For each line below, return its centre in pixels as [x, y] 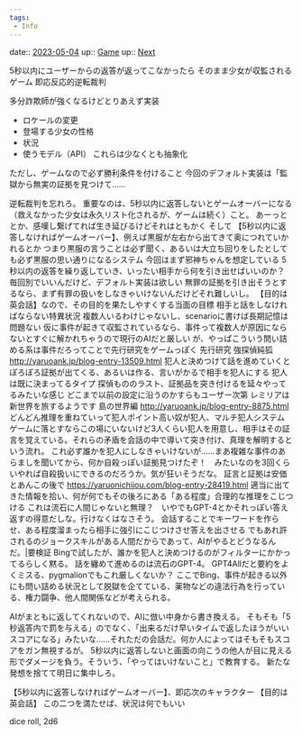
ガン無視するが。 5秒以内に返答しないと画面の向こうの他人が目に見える [159, 650]
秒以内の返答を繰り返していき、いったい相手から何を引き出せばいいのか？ [147, 270]
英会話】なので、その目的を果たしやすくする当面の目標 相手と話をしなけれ [149, 304]
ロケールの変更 [50, 120]
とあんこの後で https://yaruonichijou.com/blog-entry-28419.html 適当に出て [150, 485]
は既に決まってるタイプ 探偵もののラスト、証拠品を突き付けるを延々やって [148, 383]
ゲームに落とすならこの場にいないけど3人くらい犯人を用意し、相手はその [146, 428]
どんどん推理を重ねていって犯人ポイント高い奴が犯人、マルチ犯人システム [147, 417]
